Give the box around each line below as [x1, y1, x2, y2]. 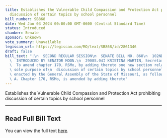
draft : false [5, 49, 32, 54]
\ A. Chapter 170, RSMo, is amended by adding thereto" [9, 76, 128, 81]
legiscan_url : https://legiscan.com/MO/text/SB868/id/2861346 [5, 44, 137, 49]
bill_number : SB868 [5, 16, 46, 21]
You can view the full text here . [5, 128, 69, 134]
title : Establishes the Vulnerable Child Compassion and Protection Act [5, 7, 159, 12]
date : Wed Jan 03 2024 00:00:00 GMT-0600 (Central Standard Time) [5, 21, 146, 26]
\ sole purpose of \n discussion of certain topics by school [9, 68, 141, 72]
